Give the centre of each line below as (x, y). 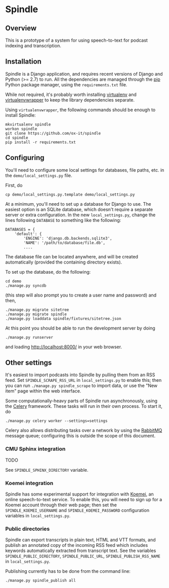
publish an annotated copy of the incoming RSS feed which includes (77, 545)
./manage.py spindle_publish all (41, 581)
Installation (23, 62)
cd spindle (17, 138)
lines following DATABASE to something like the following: (63, 220)
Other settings (29, 363)
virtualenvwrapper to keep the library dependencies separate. (70, 100)
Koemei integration (29, 483)
